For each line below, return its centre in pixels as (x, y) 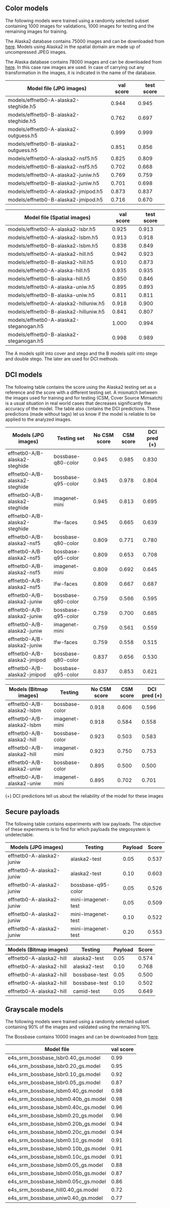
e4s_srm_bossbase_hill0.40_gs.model (53, 1190)
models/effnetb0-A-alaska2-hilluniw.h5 (56, 303)
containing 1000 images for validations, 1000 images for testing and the (80, 26)
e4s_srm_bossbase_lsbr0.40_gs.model (54, 1058)
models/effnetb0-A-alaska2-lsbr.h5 (52, 229)
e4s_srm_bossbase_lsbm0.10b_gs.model (57, 1149)
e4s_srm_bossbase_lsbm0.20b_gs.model (57, 1124)
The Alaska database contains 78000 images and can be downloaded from (83, 62)
